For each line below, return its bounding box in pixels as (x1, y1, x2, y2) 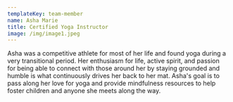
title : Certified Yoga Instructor (7, 23, 109, 30)
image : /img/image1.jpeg (7, 30, 80, 37)
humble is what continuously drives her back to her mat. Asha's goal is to (7, 72, 220, 80)
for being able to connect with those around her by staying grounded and (7, 64, 220, 72)
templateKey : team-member (7, 10, 83, 18)
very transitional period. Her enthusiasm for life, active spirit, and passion (7, 57, 220, 65)
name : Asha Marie (7, 17, 58, 24)
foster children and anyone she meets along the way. (7, 87, 161, 95)
